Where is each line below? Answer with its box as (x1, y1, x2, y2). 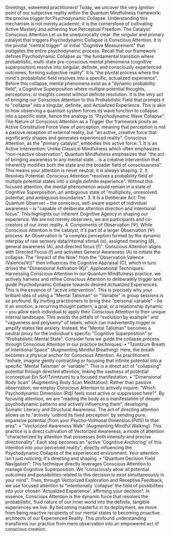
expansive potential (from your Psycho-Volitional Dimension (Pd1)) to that (5, 417, 159, 423)
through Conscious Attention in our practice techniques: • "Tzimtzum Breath (5, 341, 165, 347)
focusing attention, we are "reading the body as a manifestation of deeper (5, 396, 160, 401)
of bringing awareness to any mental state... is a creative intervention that (5, 157, 160, 163)
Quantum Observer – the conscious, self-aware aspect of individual (5, 200, 147, 206)
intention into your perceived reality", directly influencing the (5, 444, 132, 451)
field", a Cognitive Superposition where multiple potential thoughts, (5, 86, 146, 92)
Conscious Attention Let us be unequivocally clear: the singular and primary (5, 32, 164, 37)
